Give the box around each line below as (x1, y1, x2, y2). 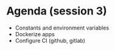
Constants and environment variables (15, 24, 110, 31)
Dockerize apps (15, 30, 55, 37)
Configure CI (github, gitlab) (15, 37, 86, 44)
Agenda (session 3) (6, 4, 108, 18)
